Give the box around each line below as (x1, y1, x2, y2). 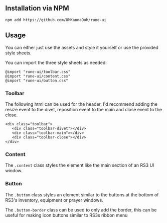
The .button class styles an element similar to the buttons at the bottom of (5, 191, 159, 198)
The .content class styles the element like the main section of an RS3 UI (5, 162, 154, 168)
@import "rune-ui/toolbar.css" (5, 69, 71, 75)
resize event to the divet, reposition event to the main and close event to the (5, 106, 162, 112)
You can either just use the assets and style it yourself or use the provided (5, 44, 159, 50)
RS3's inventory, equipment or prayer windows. (5, 197, 104, 203)
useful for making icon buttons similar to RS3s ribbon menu (5, 212, 128, 218)
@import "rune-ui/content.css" (5, 73, 71, 79)
